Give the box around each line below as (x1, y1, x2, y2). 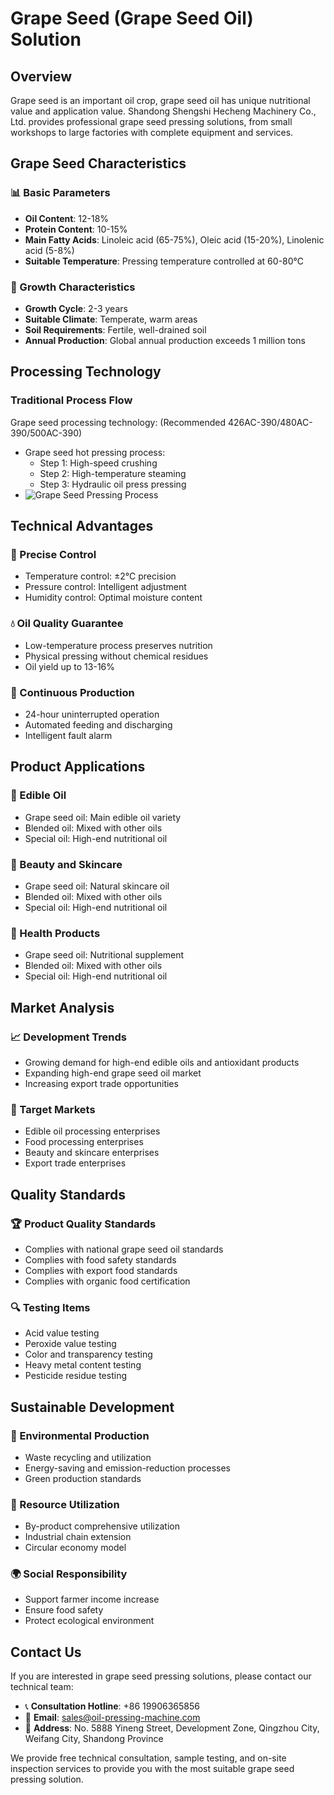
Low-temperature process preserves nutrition (24, 639, 213, 651)
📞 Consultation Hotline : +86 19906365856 (24, 1700, 200, 1712)
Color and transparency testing (24, 1348, 153, 1361)
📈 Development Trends (10, 1030, 127, 1044)
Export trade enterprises (24, 1157, 127, 1169)
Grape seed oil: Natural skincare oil (24, 880, 170, 892)
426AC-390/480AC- (228, 416, 313, 428)
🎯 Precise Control (10, 547, 97, 561)
